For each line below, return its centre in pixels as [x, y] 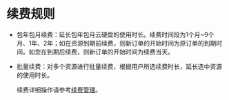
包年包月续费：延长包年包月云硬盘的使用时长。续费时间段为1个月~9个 [115, 34]
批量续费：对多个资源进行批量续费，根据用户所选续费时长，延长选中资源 [119, 66]
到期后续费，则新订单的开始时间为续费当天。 [110, 52]
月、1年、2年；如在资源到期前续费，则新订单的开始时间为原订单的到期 [116, 43]
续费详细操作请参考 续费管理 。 [59, 90]
